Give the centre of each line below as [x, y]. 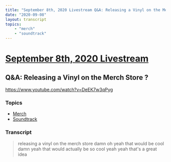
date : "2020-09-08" [26, 15]
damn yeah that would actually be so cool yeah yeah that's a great [87, 149]
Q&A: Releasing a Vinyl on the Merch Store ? [77, 77]
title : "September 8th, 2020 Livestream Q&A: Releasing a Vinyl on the [83, 10]
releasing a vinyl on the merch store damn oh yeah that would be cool [91, 143]
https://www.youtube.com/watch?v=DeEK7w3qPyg [59, 90]
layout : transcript [26, 19]
